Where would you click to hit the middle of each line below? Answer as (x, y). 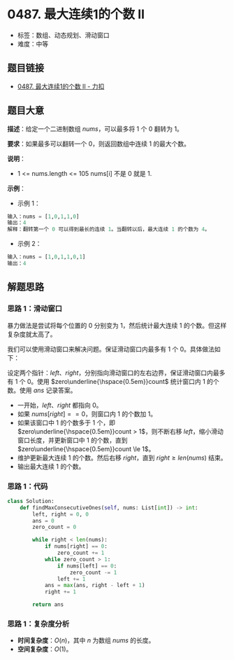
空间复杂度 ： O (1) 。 (45, 649)
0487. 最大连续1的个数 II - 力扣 (61, 86)
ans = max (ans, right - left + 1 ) (95, 586)
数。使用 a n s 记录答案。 (42, 390)
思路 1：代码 (28, 486)
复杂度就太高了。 (32, 334)
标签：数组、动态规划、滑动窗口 (63, 35)
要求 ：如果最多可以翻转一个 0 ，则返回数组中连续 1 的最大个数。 (99, 144)
